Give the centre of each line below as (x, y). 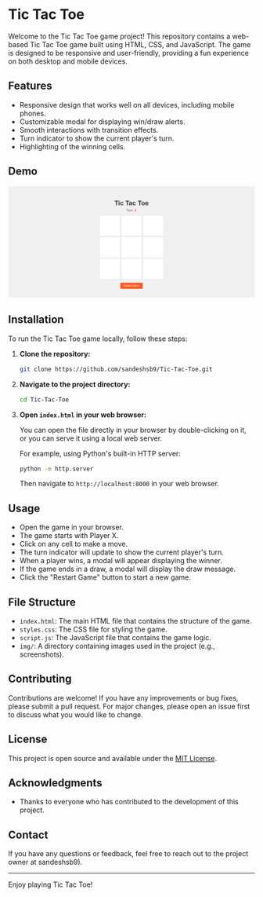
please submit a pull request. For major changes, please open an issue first (129, 706)
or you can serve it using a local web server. (91, 438)
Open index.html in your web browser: (83, 415)
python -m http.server (56, 469)
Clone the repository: (55, 353)
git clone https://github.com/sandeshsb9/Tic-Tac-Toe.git (116, 369)
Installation (36, 320)
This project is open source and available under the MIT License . (113, 758)
